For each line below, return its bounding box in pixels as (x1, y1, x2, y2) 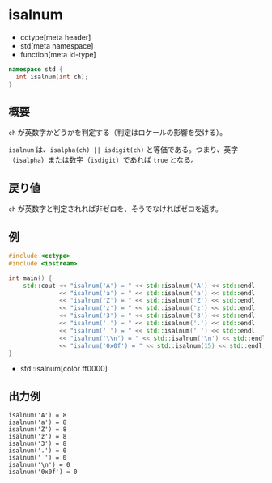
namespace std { (8, 65, 63, 74)
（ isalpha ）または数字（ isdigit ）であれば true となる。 (8, 155, 198, 165)
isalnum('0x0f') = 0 (8, 468, 79, 477)
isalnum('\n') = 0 (8, 461, 70, 469)
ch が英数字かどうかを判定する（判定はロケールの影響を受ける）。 (8, 128, 227, 138)
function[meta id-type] (19, 49, 96, 59)
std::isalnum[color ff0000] (19, 364, 108, 374)
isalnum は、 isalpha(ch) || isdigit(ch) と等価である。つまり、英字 (8, 145, 239, 155)
